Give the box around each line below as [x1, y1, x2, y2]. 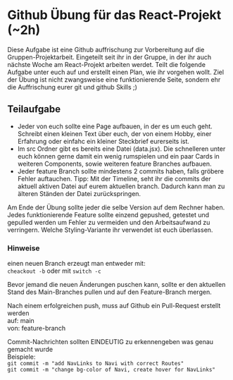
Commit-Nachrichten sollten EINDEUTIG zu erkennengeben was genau [7, 338, 213, 346]
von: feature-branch [7, 324, 65, 333]
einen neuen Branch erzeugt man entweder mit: [7, 259, 146, 268]
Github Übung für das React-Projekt [7, 7, 222, 23]
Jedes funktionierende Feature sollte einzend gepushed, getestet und [7, 210, 210, 219]
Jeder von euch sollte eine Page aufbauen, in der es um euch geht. [17, 122, 213, 130]
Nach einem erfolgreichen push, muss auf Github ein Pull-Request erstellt [7, 302, 221, 310]
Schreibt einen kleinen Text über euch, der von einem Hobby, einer [17, 129, 212, 137]
